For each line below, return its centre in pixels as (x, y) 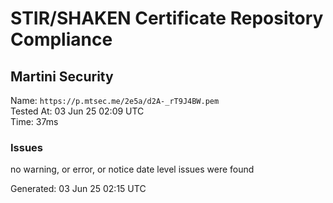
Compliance (61, 39)
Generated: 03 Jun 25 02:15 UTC (78, 189)
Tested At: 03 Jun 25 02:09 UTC (77, 111)
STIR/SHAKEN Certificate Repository (167, 18)
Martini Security (62, 76)
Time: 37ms (34, 121)
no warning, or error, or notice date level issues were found (132, 169)
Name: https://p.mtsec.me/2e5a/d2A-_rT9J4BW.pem (115, 100)
